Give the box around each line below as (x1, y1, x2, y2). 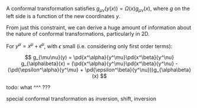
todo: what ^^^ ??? (6, 84, 51, 91)
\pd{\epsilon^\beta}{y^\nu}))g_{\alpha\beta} (85, 66, 191, 73)
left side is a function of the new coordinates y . (6, 12, 121, 19)
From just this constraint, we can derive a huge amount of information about (6, 23, 192, 31)
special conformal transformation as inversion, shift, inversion (6, 95, 157, 102)
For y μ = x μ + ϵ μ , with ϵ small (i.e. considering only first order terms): (6, 41, 173, 49)
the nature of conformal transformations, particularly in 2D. (6, 30, 150, 37)
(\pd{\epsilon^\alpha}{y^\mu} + (8, 66, 84, 73)
